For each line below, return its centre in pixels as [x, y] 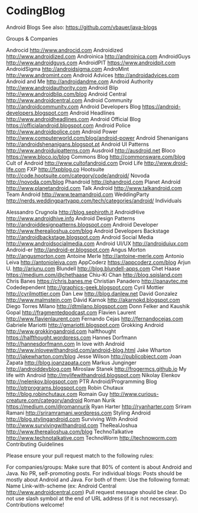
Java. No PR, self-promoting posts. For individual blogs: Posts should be [94, 473]
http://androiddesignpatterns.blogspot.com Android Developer [82, 224]
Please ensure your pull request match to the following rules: [80, 455]
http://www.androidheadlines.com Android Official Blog [73, 119]
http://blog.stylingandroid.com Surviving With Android [72, 419]
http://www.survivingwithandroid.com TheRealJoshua [72, 425]
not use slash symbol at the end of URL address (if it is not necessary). [92, 498]
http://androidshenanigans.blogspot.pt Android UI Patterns [78, 144]
